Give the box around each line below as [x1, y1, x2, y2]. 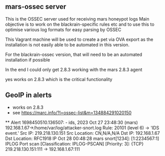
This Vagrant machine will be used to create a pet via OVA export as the [5, 36, 153, 42]
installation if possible [5, 56, 50, 63]
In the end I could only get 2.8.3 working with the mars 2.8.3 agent [5, 66, 142, 72]
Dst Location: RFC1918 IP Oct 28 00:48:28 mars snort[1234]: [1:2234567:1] [5, 135, 159, 141]
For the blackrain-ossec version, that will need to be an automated [5, 51, 142, 57]
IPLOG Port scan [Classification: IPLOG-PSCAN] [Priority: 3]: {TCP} [5, 140, 144, 146]
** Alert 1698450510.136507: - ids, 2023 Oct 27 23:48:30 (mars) [5, 119, 138, 125]
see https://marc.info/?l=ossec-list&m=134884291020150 [12, 109, 132, 116]
